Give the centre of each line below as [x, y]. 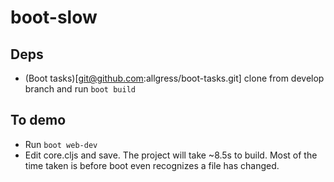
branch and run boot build [80, 89]
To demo [38, 120]
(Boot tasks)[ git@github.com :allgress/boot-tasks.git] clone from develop [174, 78]
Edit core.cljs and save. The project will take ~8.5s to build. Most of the [171, 155]
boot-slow [54, 17]
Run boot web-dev [61, 144]
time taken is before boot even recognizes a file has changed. [152, 165]
